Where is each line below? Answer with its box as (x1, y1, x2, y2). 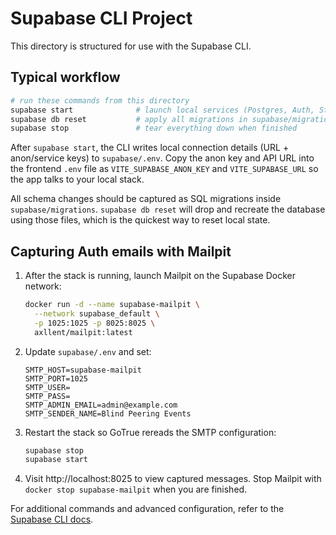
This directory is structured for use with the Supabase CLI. (10, 40, 252, 52)
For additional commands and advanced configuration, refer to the (10, 503, 285, 515)
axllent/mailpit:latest (34, 327, 133, 337)
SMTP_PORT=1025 (24, 373, 89, 384)
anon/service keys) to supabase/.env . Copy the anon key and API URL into (10, 152, 315, 164)
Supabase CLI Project (10, 7, 193, 30)
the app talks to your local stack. (10, 173, 145, 186)
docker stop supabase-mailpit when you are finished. (24, 483, 248, 496)
